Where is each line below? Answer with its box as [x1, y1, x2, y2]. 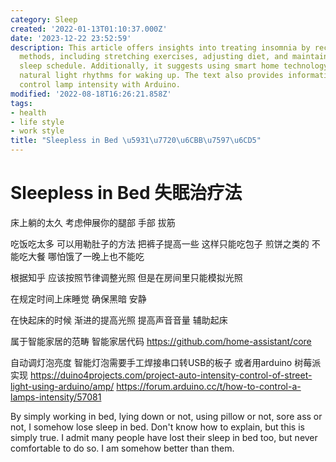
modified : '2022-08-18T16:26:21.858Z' [10, 89, 172, 99]
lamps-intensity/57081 [10, 391, 102, 403]
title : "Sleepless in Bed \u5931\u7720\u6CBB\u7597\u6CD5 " [10, 136, 262, 146]
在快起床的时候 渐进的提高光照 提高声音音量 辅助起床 [10, 314, 228, 326]
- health [10, 107, 47, 118]
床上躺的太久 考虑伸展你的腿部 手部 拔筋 [10, 216, 176, 228]
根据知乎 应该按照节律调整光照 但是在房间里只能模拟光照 [10, 271, 243, 283]
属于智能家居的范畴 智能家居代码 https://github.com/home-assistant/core [10, 335, 312, 347]
